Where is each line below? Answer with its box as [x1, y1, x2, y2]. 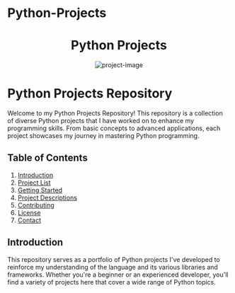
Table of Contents [7, 152, 88, 164]
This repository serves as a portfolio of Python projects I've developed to [7, 255, 221, 263]
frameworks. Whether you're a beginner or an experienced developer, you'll [7, 270, 229, 279]
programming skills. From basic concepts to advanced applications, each [7, 124, 221, 132]
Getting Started [17, 185, 62, 194]
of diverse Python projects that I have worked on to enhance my [7, 117, 195, 125]
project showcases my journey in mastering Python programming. [7, 132, 200, 140]
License [17, 208, 41, 217]
